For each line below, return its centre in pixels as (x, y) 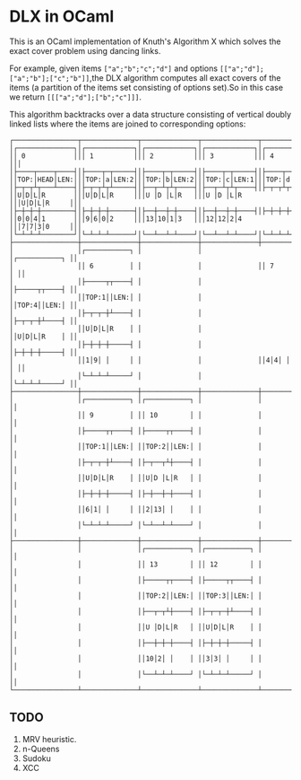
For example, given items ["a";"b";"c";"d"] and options (113, 68)
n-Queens (41, 749)
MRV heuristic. (49, 739)
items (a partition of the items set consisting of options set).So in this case (146, 87)
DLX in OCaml (62, 17)
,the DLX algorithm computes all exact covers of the (185, 77)
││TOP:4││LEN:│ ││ (43, 305)
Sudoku (36, 758)
